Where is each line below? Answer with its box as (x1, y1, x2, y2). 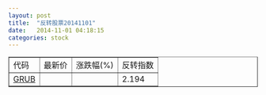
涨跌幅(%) (75, 60, 114, 71)
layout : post (8, 11, 51, 20)
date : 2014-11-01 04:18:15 (8, 26, 104, 34)
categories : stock (8, 33, 69, 42)
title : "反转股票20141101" (8, 19, 97, 27)
